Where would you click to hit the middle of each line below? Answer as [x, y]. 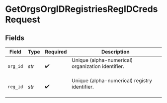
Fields [15, 38]
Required [56, 52]
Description [116, 52]
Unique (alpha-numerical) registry [112, 80]
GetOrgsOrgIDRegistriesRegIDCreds [82, 9]
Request [23, 20]
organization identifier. [98, 66]
